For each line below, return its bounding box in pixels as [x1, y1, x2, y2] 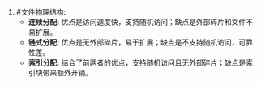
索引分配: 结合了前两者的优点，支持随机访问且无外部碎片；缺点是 [28, 57, 246, 67]
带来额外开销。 [42, 68, 93, 77]
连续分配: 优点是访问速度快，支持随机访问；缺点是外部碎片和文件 [28, 17, 246, 27]
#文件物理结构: [15, 7, 66, 16]
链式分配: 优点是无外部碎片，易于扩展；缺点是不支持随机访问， [28, 37, 239, 47]
